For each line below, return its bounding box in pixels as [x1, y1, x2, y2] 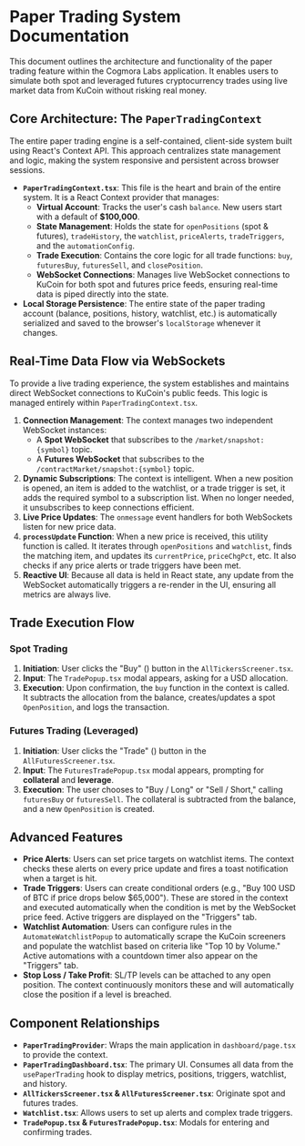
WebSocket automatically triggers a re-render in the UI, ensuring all [22, 579, 276, 590]
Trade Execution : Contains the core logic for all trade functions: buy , [36, 249, 293, 260]
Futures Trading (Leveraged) [9, 725, 139, 737]
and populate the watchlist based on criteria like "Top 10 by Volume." [22, 940, 281, 952]
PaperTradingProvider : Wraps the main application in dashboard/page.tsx [22, 1040, 296, 1050]
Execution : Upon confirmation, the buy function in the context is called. [22, 683, 290, 694]
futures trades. [22, 1098, 79, 1109]
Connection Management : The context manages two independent [22, 414, 273, 425]
